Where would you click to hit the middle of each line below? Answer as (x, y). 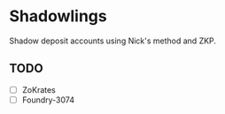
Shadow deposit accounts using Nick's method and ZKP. (113, 41)
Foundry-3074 (48, 100)
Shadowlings (58, 16)
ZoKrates (39, 89)
